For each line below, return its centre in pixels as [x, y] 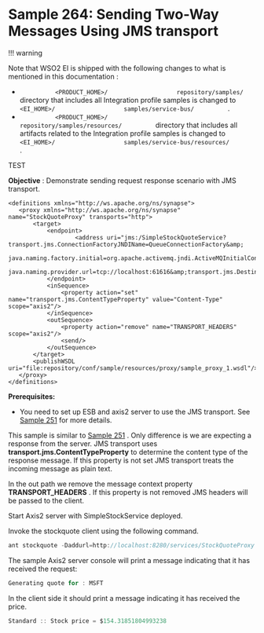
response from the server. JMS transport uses [83, 443]
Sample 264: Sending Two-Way [114, 15]
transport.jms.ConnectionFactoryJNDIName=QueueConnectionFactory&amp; [126, 244]
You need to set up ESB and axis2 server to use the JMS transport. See [135, 412]
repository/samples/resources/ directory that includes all [128, 125]
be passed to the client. [46, 500]
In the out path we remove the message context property [101, 484]
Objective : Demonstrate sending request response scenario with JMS [123, 180]
